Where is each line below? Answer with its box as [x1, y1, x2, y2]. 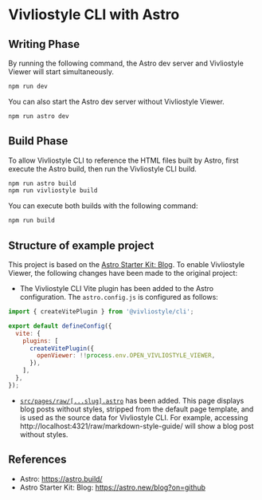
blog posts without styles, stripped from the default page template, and [19, 404, 254, 414]
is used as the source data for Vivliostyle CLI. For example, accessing [19, 412, 248, 422]
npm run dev [8, 82, 48, 90]
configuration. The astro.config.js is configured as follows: [19, 293, 219, 301]
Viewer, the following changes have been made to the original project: [8, 269, 237, 278]
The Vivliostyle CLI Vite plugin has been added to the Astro [19, 284, 213, 293]
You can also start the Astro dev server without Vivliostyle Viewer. [8, 96, 225, 106]
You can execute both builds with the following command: [8, 201, 198, 211]
